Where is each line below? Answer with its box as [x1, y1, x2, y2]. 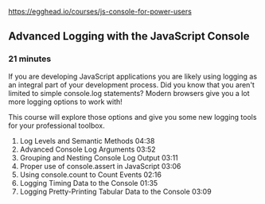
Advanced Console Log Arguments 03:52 [19, 144, 157, 154]
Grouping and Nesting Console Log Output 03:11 [19, 152, 179, 162]
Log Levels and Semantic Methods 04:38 [19, 136, 155, 145]
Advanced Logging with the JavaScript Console [8, 29, 250, 43]
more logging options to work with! [8, 97, 123, 106]
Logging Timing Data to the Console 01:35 [19, 178, 158, 187]
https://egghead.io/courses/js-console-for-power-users [8, 7, 193, 16]
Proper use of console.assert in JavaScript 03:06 [19, 161, 181, 171]
